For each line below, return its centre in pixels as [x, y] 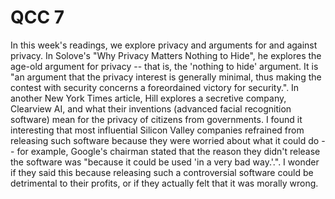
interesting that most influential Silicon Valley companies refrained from [157, 130]
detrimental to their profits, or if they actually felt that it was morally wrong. [164, 183]
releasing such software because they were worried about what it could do [165, 140]
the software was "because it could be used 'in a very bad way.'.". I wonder [165, 162]
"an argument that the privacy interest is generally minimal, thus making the [166, 77]
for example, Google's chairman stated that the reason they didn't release [168, 151]
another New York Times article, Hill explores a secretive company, [148, 98]
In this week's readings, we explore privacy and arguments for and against [164, 45]
